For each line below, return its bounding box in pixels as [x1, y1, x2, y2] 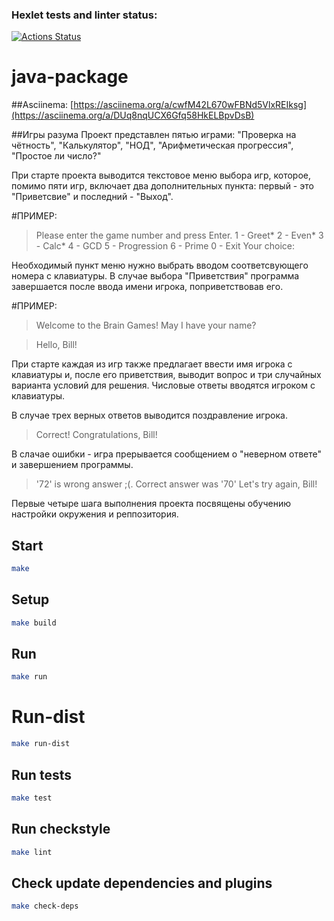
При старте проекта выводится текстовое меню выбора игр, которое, [11, 169, 311, 182]
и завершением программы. [11, 459, 134, 471]
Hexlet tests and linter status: [11, 8, 158, 22]
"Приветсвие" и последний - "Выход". [11, 191, 174, 203]
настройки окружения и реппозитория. [11, 508, 179, 520]
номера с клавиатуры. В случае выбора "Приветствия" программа [11, 270, 300, 282]
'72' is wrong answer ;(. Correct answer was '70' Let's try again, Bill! [35, 478, 318, 490]
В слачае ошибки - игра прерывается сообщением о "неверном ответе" [11, 448, 322, 460]
